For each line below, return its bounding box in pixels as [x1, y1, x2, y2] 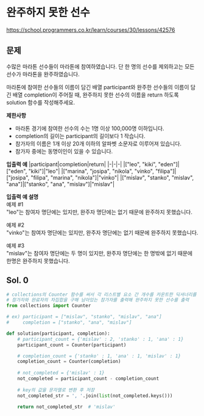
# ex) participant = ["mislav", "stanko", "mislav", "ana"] [6, 314, 163, 320]
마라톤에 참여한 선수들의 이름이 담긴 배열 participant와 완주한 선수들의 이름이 [6, 83, 189, 90]
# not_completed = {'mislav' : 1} [17, 370, 105, 376]
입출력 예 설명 [6, 193, 38, 200]
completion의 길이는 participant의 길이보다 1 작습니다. [15, 132, 146, 139]
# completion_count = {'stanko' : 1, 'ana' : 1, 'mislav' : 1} [17, 352, 181, 359]
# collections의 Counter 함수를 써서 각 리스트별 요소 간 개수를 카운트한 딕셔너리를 [6, 291, 197, 297]
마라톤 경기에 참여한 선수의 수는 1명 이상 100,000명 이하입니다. [15, 125, 164, 132]
